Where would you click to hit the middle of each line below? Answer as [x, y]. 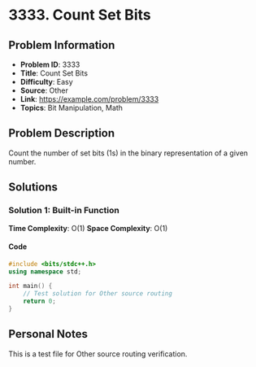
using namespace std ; [45, 271]
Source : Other [44, 90]
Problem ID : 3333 [50, 64]
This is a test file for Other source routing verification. [98, 354]
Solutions [33, 188]
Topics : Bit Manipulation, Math [72, 108]
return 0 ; [40, 301]
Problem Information [62, 45]
